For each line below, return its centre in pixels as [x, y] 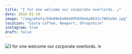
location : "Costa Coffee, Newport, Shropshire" [55, 23]
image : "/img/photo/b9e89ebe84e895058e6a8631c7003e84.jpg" [66, 18]
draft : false [18, 32]
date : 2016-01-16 [23, 14]
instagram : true [22, 28]
